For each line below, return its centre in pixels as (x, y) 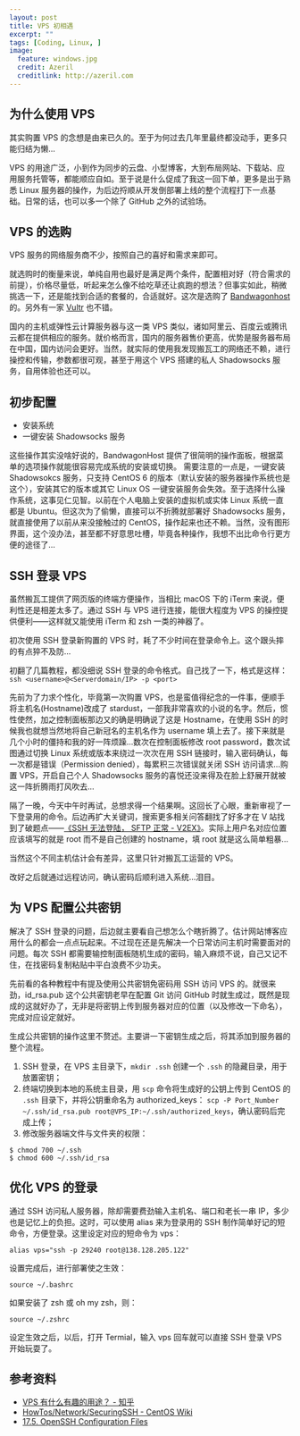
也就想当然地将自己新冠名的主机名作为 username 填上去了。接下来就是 (155, 731)
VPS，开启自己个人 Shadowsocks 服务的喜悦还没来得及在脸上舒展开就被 (153, 775)
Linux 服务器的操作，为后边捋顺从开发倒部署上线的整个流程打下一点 (144, 189)
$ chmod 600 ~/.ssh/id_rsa (59, 1158)
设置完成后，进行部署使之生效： (68, 1268)
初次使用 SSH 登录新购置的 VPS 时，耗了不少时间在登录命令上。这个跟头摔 (146, 640)
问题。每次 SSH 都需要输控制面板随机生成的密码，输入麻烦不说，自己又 (141, 953)
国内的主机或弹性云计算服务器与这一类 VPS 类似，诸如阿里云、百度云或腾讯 (148, 326)
